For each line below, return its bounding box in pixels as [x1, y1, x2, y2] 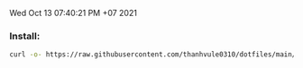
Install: [9, 30, 41, 42]
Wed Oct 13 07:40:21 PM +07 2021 [9, 8, 138, 18]
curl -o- [9, 50, 42, 59]
